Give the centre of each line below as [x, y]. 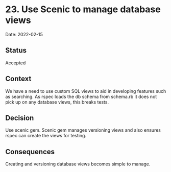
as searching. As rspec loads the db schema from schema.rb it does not [81, 96]
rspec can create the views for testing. [46, 136]
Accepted [16, 63]
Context [18, 79]
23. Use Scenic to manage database [83, 9]
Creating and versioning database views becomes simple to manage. [78, 164]
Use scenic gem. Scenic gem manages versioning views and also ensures [83, 130]
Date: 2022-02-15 [24, 34]
